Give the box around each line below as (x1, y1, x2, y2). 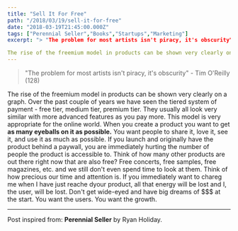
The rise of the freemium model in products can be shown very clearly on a (7, 90, 227, 98)
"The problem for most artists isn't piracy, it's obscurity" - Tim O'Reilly (24, 69, 230, 77)
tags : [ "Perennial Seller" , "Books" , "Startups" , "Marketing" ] (7, 30, 189, 37)
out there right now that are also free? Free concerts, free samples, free (7, 158, 217, 166)
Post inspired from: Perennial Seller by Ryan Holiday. (7, 215, 163, 223)
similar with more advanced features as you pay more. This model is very (7, 112, 221, 121)
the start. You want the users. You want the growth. (7, 195, 157, 203)
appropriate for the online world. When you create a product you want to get (7, 120, 230, 128)
